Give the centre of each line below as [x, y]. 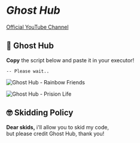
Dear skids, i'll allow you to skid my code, [58, 127]
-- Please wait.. [28, 71]
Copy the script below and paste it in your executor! [70, 60]
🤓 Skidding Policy [40, 113]
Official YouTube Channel [37, 27]
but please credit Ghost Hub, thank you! [55, 133]
